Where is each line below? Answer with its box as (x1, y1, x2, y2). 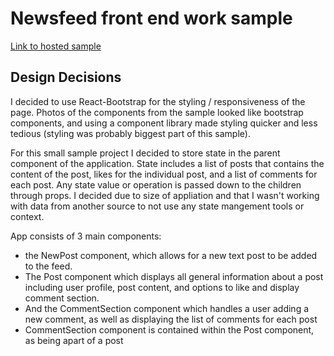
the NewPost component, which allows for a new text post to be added (24, 249, 318, 261)
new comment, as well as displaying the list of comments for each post (24, 313, 318, 325)
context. (10, 210, 45, 222)
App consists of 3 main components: (10, 230, 162, 242)
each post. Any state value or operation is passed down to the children (10, 178, 302, 191)
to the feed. (24, 260, 73, 272)
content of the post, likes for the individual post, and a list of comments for (10, 168, 318, 180)
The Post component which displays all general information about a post (24, 270, 324, 282)
